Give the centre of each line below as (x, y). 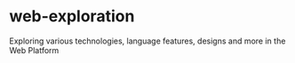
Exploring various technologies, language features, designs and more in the (147, 41)
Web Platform (34, 50)
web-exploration (72, 16)
